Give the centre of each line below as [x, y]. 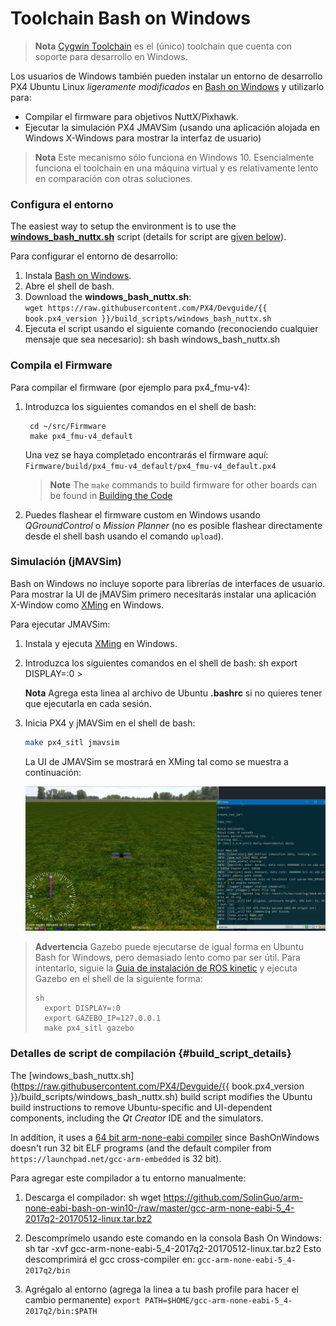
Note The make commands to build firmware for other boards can [183, 484]
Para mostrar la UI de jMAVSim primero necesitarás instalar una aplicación [163, 594]
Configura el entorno [62, 204]
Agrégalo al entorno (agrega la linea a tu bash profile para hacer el [161, 1289]
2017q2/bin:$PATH [61, 1311]
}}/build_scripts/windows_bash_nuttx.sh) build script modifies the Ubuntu [161, 1096]
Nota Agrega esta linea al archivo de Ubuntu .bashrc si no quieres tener [173, 693]
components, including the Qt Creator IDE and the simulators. [137, 1118]
